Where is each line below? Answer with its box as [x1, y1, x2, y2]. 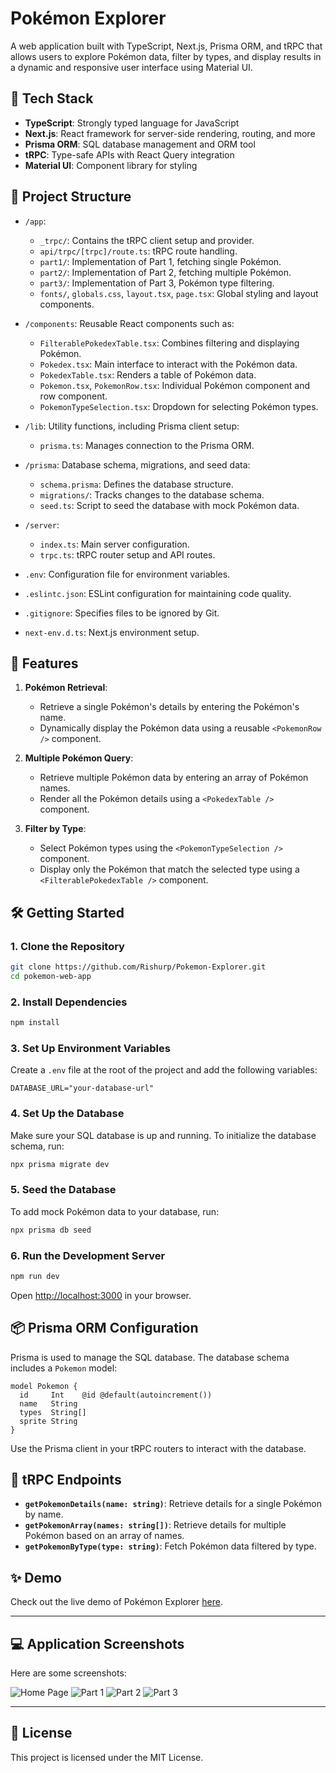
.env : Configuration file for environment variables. [24, 568, 231, 580]
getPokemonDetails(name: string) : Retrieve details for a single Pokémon [24, 1498, 322, 1510]
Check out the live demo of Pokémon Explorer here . [10, 1596, 223, 1608]
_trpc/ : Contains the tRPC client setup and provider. [39, 234, 255, 246]
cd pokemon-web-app [10, 971, 92, 981]
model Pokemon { [10, 1381, 78, 1391]
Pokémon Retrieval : [24, 682, 108, 694]
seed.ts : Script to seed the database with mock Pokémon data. [39, 499, 300, 511]
